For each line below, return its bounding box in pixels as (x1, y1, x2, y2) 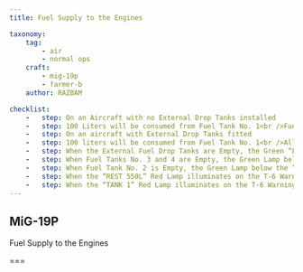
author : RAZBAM (25, 88, 83, 98)
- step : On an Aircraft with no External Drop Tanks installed (25, 113, 277, 122)
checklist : (9, 105, 50, 114)
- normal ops (41, 55, 91, 64)
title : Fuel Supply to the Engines (9, 13, 143, 23)
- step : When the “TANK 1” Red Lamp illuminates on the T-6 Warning (25, 180, 297, 190)
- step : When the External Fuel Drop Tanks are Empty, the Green (25, 146, 284, 156)
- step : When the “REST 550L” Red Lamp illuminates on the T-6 (25, 172, 277, 181)
